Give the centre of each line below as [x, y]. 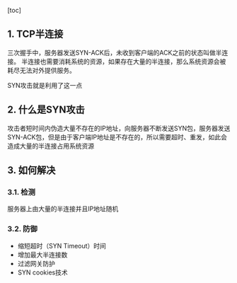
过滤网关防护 [36, 263]
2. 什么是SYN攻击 [46, 110]
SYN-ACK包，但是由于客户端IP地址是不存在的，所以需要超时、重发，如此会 [117, 137]
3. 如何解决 [31, 170]
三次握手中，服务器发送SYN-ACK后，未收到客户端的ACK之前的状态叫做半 [115, 52]
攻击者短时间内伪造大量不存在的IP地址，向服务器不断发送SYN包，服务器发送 [119, 128]
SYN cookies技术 [43, 272]
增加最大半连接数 [42, 255]
